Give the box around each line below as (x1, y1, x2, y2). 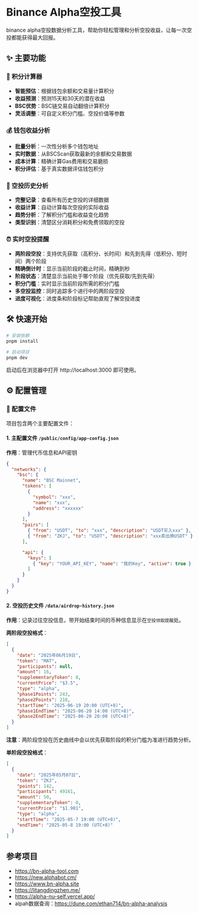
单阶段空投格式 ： (6, 749, 48, 756)
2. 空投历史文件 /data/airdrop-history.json (6, 602, 114, 609)
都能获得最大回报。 (11, 34, 58, 41)
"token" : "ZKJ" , (17, 777, 58, 784)
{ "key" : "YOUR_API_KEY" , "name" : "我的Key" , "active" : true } (32, 561, 192, 567)
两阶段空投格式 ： (6, 629, 48, 637)
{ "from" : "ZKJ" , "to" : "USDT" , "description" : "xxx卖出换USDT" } (27, 533, 194, 539)
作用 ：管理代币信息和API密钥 (6, 449, 77, 456)
